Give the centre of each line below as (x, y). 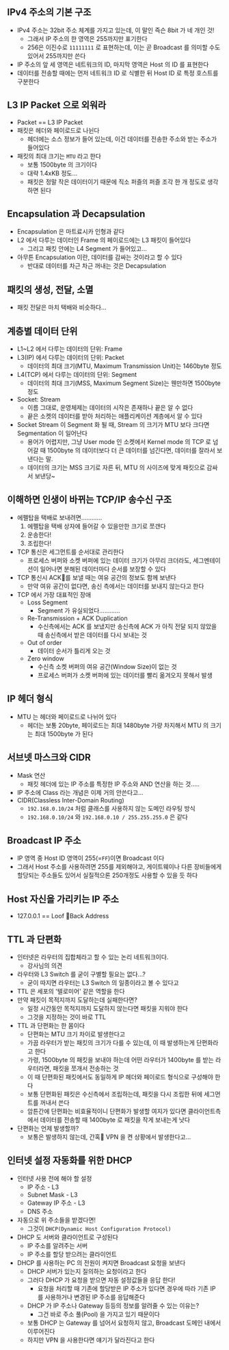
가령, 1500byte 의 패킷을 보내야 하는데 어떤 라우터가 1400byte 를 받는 (120, 1059)
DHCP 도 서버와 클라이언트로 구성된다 (67, 1237)
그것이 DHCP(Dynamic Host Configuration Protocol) (99, 1228)
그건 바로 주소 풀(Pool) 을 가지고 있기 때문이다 (99, 1314)
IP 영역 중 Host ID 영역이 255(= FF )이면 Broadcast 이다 (91, 858)
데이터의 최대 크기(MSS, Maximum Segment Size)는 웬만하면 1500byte (124, 383)
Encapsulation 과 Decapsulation (76, 214)
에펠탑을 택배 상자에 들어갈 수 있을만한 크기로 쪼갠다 (96, 526)
